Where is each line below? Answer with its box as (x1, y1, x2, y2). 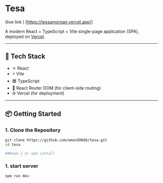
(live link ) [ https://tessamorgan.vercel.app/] (5, 19, 93, 25)
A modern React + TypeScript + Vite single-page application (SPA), (5, 28, 139, 34)
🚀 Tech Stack (5, 52, 46, 61)
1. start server (5, 163, 39, 169)
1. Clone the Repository (5, 127, 61, 134)
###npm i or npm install (5, 151, 55, 156)
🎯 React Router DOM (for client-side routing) (12, 85, 101, 91)
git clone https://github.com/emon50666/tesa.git (5, 138, 108, 143)
